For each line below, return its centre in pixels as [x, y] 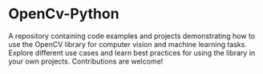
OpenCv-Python [64, 14]
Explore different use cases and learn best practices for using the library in [132, 53]
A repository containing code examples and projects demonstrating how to [131, 36]
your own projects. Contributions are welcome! [86, 61]
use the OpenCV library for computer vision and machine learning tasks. [127, 44]
